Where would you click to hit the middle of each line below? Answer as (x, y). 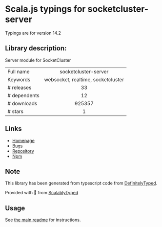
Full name (19, 71)
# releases (20, 88)
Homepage (23, 140)
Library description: (36, 48)
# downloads (22, 103)
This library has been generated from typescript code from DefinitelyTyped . (81, 183)
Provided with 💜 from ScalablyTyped (42, 193)
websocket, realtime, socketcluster (84, 79)
